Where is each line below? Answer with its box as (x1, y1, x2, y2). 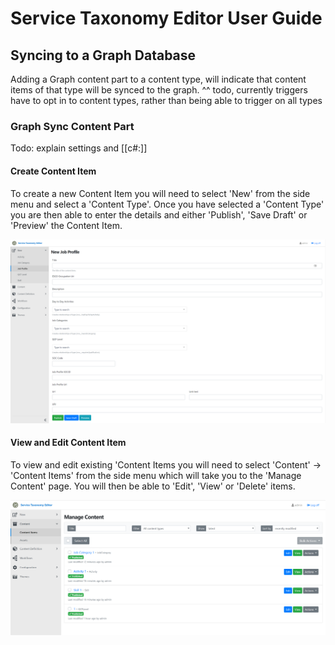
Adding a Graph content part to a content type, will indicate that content (10, 73, 307, 85)
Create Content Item (10, 165, 97, 177)
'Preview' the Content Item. (10, 219, 123, 231)
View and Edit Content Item (10, 437, 127, 449)
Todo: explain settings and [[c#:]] (10, 142, 148, 154)
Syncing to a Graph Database (10, 47, 197, 64)
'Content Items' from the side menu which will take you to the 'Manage (10, 470, 302, 482)
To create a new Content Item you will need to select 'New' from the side (10, 187, 311, 199)
